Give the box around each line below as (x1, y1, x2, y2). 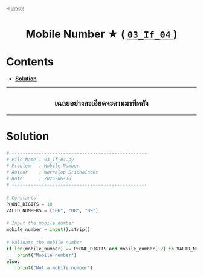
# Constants (6, 195, 36, 201)
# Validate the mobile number (6, 239, 83, 246)
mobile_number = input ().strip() (6, 227, 91, 233)
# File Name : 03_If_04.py (6, 157, 74, 163)
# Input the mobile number (6, 220, 74, 226)
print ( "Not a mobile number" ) (17, 265, 94, 271)
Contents (6, 55, 54, 69)
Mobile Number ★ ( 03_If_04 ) (25, 27, 178, 41)
